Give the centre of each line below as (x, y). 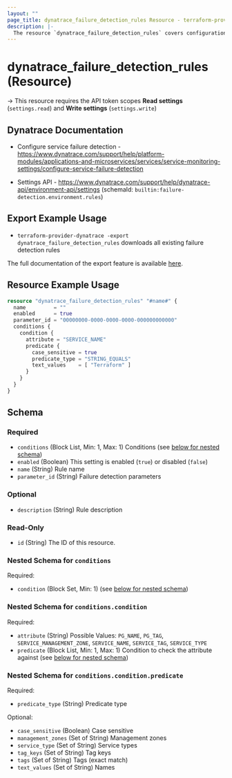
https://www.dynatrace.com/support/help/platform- (91, 154)
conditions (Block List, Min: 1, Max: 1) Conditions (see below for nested (118, 447)
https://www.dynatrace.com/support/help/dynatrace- (134, 182)
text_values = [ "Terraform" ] (81, 365)
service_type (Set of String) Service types (77, 745)
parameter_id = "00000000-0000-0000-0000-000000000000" (95, 320)
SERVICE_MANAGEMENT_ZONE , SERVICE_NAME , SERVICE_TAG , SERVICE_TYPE (112, 642)
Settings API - (37, 182)
